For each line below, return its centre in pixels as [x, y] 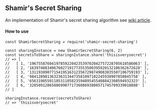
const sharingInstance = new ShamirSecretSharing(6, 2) [64, 51]
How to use [17, 31]
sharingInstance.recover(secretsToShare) [48, 99]
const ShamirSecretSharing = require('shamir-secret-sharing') [72, 42]
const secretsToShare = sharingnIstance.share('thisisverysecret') [76, 55]
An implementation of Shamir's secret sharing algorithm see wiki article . [78, 20]
